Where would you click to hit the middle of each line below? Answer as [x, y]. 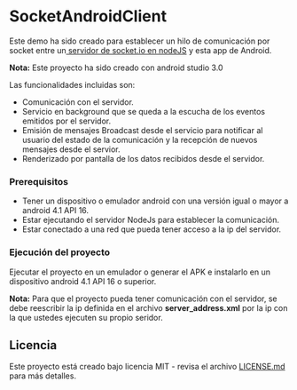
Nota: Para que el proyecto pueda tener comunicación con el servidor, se [143, 298]
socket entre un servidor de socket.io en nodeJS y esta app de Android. [141, 50]
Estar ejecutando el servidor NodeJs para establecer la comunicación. [151, 220]
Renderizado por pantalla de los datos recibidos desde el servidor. [143, 158]
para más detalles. [43, 376]
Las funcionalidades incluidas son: [72, 84]
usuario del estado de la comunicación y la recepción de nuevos [140, 139]
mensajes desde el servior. [71, 149]
